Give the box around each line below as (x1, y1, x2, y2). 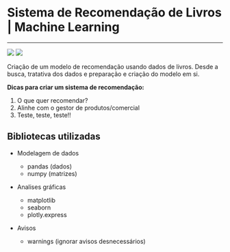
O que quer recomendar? (16, 96, 88, 104)
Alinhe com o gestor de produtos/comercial (16, 103, 140, 112)
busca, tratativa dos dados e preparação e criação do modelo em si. (7, 70, 200, 78)
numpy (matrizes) (27, 169, 77, 177)
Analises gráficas (16, 183, 66, 191)
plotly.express (27, 210, 67, 218)
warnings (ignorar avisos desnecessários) (27, 237, 146, 245)
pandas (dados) (27, 162, 73, 171)
